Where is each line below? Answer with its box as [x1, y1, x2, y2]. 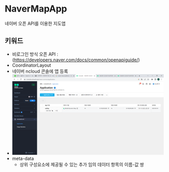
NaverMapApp [5, 3, 68, 15]
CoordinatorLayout [12, 62, 51, 68]
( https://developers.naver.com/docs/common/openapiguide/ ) [12, 57, 140, 63]
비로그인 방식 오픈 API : [12, 51, 59, 57]
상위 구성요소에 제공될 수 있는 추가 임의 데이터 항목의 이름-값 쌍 [19, 161, 144, 167]
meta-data [12, 155, 34, 161]
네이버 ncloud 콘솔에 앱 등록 [12, 68, 69, 74]
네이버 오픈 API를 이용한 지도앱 [5, 20, 66, 26]
